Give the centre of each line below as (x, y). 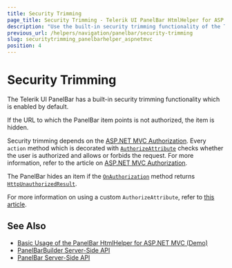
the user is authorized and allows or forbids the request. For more (100, 155)
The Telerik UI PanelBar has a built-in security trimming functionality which (114, 99)
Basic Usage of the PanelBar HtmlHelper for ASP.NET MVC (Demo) (113, 242)
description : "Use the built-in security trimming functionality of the (114, 26)
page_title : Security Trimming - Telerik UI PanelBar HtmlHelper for (109, 20)
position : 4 (24, 46)
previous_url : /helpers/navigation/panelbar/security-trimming (100, 33)
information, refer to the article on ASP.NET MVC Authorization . (97, 163)
